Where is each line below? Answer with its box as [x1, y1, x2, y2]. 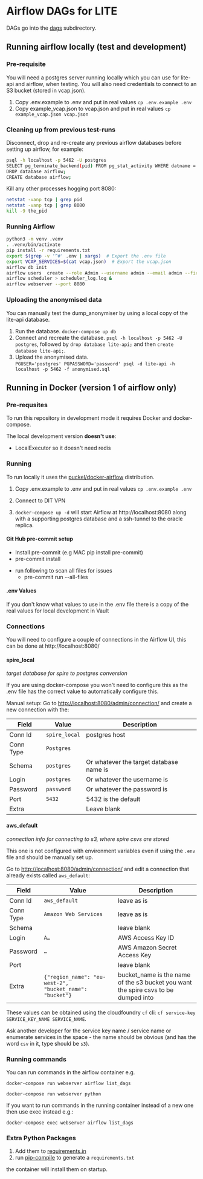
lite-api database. [6, 316, 50, 323]
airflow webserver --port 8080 [6, 281, 85, 287]
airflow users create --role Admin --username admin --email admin [6, 270, 182, 276]
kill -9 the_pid [6, 208, 47, 214]
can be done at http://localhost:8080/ [6, 642, 100, 649]
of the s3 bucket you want [117, 978, 192, 986]
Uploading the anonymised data [6, 296, 102, 304]
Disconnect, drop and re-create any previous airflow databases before [6, 139, 182, 146]
